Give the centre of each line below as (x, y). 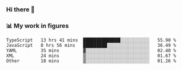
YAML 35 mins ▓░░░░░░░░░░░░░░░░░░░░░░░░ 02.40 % (91, 51)
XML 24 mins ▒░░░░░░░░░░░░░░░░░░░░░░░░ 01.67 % (91, 56)
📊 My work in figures (38, 26)
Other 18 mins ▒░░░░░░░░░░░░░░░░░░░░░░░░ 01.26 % (91, 61)
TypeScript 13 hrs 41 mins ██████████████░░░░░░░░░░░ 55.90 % (91, 40)
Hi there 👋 (21, 9)
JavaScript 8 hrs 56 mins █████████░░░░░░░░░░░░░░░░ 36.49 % (91, 46)
